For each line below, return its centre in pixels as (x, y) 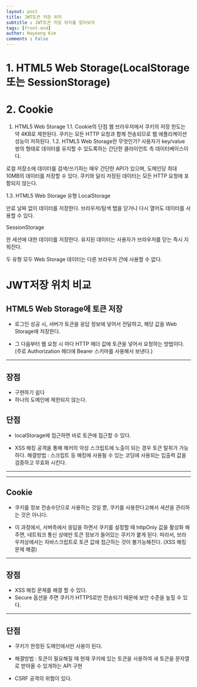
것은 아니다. (34, 515)
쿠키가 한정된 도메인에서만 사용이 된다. (58, 646)
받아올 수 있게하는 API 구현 (52, 666)
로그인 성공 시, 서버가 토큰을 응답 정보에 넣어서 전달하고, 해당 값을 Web (96, 324)
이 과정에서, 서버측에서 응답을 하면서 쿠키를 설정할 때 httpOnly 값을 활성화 (99, 527)
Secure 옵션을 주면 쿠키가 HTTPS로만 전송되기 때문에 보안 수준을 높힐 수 (98, 598)
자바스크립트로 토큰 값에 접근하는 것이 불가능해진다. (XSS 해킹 (116, 542)
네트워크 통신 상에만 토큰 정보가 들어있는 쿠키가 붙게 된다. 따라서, (101, 534)
